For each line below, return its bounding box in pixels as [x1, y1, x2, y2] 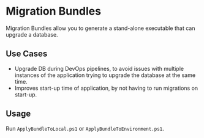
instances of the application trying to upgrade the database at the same [14, 71, 196, 79]
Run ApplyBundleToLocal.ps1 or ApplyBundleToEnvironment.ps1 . [6, 125, 165, 132]
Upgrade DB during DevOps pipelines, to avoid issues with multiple [14, 65, 184, 72]
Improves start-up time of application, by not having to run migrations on [14, 84, 198, 92]
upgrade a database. [6, 31, 59, 38]
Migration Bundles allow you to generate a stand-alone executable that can [6, 24, 195, 32]
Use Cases [6, 49, 48, 59]
